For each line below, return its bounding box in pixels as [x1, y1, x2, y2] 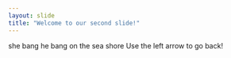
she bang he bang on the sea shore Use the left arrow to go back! [8, 41, 224, 50]
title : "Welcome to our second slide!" [8, 19, 141, 27]
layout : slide [8, 11, 56, 20]
